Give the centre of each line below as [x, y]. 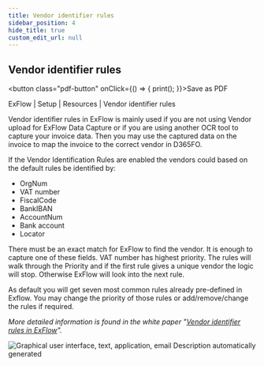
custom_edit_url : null [45, 38]
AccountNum [41, 217]
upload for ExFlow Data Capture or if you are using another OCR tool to [123, 128]
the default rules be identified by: [62, 168]
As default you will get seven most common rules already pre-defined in [125, 290]
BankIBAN [36, 209]
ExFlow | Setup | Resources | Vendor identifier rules [92, 104]
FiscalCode [38, 200]
